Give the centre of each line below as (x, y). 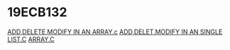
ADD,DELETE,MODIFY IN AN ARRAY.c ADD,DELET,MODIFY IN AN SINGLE (115, 32)
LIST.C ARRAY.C (31, 39)
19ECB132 (37, 12)
